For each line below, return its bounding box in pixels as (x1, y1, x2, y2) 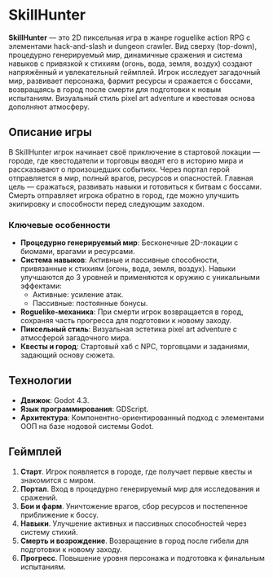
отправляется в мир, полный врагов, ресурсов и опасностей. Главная (8, 173, 254, 182)
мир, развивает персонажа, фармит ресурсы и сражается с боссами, (8, 76, 253, 85)
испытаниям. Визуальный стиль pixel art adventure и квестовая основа (8, 93, 255, 103)
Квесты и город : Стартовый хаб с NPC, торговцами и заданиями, (20, 342, 250, 352)
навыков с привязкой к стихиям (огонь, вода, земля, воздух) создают (8, 59, 253, 68)
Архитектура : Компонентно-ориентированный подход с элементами (20, 413, 265, 423)
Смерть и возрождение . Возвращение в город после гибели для (20, 536, 249, 545)
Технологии (8, 374, 72, 388)
